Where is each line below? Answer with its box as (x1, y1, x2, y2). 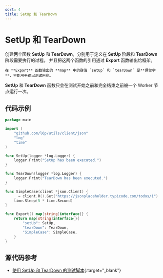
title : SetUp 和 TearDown (5, 12, 57, 17)
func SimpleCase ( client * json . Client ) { (5, 189, 89, 194)
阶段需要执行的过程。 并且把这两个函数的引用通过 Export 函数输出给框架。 (5, 57, 155, 64)
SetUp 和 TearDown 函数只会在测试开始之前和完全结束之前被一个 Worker (5, 83, 153, 88)
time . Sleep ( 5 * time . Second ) (14, 198, 73, 203)
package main (5, 118, 32, 123)
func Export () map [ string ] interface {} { (5, 212, 89, 216)
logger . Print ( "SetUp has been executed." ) (14, 158, 102, 163)
